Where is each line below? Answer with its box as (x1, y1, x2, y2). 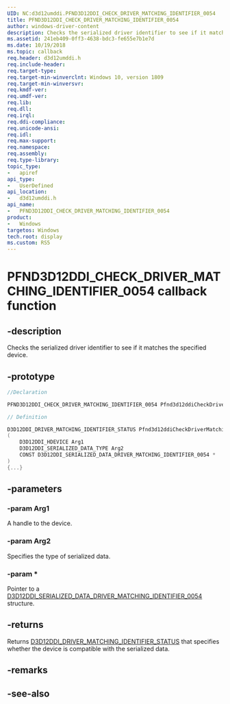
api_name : (7, 202, 36, 208)
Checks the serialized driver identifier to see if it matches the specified (7, 343, 207, 352)
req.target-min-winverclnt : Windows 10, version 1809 (7, 73, 164, 81)
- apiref (7, 169, 38, 176)
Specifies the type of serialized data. (7, 552, 111, 560)
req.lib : (7, 99, 32, 106)
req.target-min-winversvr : (7, 80, 84, 87)
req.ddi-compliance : (7, 118, 66, 125)
